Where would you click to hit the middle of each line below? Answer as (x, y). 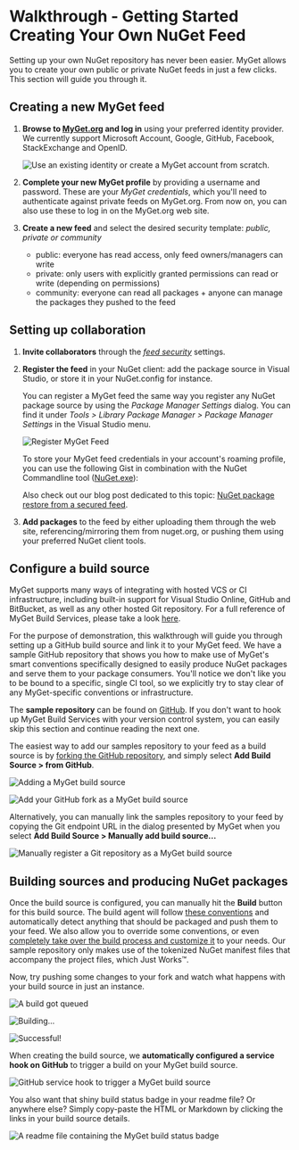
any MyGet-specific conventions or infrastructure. (101, 692)
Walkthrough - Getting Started (124, 17)
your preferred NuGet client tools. (84, 541)
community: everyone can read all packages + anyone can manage (159, 293)
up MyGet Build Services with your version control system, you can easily (145, 719)
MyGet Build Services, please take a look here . (95, 618)
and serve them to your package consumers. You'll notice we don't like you (148, 674)
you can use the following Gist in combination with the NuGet (134, 468)
